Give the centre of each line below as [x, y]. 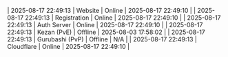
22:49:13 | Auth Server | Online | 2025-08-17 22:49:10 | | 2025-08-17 [105, 25]
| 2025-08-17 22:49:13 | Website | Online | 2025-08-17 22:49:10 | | [102, 11]
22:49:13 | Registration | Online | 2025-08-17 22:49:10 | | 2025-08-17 [123, 18]
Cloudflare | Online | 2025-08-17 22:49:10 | [68, 46]
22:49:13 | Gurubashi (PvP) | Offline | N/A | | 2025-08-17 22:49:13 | [102, 39]
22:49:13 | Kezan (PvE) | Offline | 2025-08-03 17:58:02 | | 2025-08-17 [106, 32]
